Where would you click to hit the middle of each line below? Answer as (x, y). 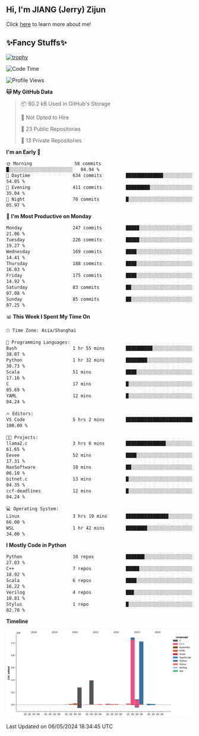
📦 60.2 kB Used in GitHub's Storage (66, 103)
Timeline (17, 621)
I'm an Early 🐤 (23, 152)
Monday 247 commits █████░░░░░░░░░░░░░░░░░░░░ (99, 228)
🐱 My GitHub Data (30, 92)
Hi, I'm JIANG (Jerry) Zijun (56, 10)
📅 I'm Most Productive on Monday (49, 216)
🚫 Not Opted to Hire (45, 117)
